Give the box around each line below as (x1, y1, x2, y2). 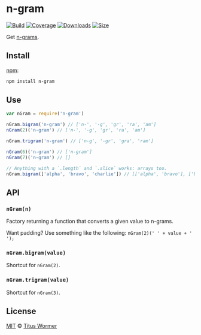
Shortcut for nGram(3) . (6, 289, 61, 296)
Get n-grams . (6, 33, 39, 40)
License (6, 306, 36, 316)
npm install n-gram (6, 78, 55, 84)
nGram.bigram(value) (6, 250, 66, 256)
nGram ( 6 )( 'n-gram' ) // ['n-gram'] (6, 149, 93, 155)
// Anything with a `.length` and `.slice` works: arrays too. (6, 165, 167, 171)
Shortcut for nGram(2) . (6, 262, 61, 269)
